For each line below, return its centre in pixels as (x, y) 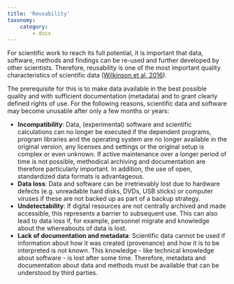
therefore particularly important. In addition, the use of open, (104, 169)
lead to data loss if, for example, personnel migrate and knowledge (113, 221)
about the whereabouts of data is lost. (72, 228)
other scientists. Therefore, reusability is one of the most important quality (114, 68)
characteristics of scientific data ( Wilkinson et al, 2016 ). (87, 75)
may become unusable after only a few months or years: (88, 111)
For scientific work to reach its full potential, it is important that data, (105, 53)
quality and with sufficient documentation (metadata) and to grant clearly (112, 96)
